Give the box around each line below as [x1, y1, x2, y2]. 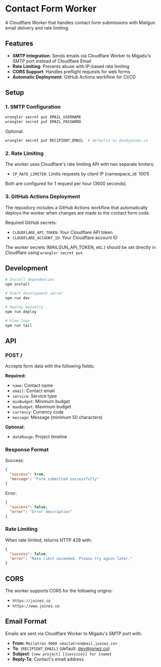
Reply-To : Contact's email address [12, 656, 84, 662]
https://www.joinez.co [12, 603, 60, 609]
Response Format [5, 446, 49, 453]
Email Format [5, 617, 47, 625]
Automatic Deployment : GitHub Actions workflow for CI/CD [12, 73, 136, 80]
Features [5, 39, 33, 48]
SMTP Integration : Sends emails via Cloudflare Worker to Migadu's [12, 52, 151, 58]
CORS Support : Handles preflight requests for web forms [12, 68, 131, 74]
